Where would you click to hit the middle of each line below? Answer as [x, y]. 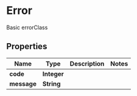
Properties [27, 46]
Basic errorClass [27, 27]
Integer [53, 74]
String [51, 84]
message [23, 84]
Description [87, 63]
